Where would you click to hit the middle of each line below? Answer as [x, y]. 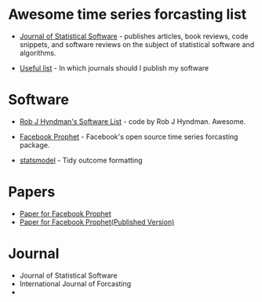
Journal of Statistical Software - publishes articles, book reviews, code [134, 36]
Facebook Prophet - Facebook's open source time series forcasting [129, 136]
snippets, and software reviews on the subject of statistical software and [137, 44]
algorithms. [38, 53]
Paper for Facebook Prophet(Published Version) [97, 222]
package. [35, 145]
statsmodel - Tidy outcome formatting [81, 160]
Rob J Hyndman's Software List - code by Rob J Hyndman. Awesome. [133, 121]
